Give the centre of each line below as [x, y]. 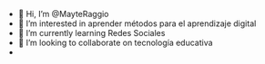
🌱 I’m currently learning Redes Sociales [92, 33]
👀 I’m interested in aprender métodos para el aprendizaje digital [137, 23]
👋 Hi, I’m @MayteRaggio [63, 14]
